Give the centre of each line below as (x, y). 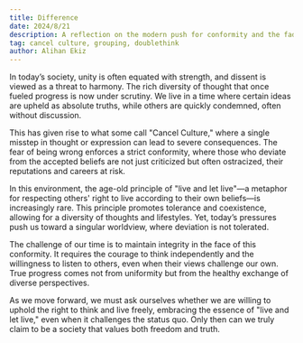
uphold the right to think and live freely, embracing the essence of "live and (149, 310)
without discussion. (46, 116)
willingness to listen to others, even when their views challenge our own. (144, 264)
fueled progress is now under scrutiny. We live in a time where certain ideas (150, 97)
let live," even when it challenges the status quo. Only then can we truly (142, 320)
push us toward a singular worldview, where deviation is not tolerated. (139, 227)
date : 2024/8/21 (40, 26)
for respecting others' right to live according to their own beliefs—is (135, 199)
